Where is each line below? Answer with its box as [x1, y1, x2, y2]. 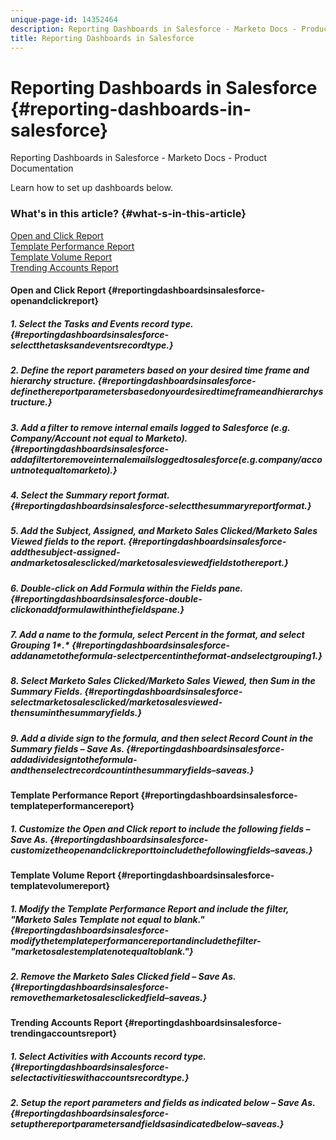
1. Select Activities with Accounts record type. [10, 1051, 207, 1063]
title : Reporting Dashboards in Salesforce [10, 33, 195, 43]
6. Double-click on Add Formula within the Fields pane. [10, 582, 243, 594]
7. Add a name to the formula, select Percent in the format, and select [10, 629, 305, 641]
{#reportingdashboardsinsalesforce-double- [10, 592, 203, 605]
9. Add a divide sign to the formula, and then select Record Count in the [10, 732, 314, 744]
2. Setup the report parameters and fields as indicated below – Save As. [10, 1097, 316, 1109]
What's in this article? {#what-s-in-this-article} [10, 207, 247, 221]
